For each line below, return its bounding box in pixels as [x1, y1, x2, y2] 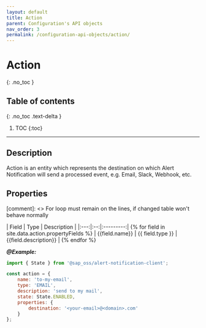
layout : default [6, 9, 48, 15]
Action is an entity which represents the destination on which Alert [6, 164, 174, 172]
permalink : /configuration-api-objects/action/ [6, 32, 131, 38]
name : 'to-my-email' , [17, 277, 72, 283]
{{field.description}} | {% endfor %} [6, 236, 97, 243]
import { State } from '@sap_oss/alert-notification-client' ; [6, 260, 169, 266]
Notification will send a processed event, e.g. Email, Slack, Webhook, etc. [6, 170, 192, 178]
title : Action [6, 15, 43, 21]
